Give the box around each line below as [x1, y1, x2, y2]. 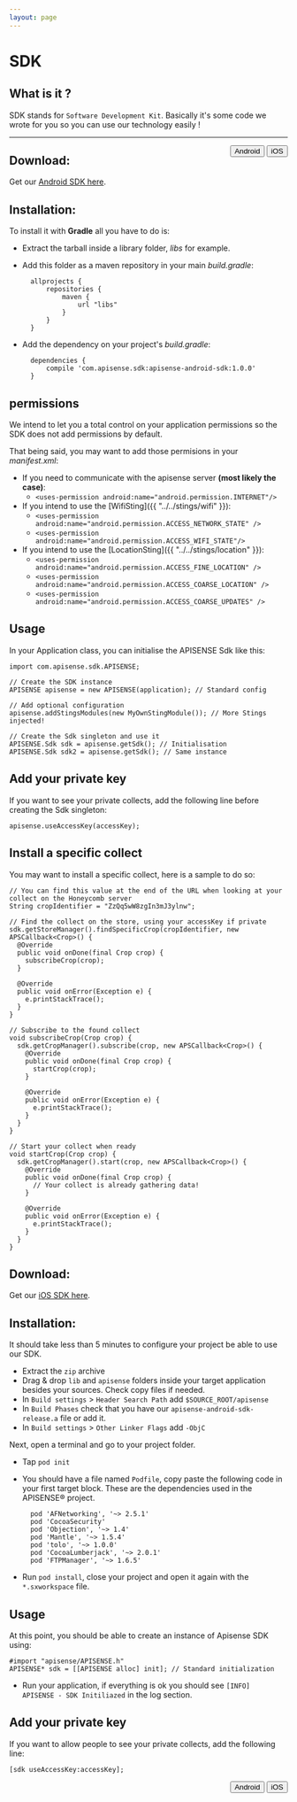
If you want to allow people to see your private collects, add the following [9, 1738, 276, 1749]
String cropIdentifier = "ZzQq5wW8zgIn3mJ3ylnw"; [9, 901, 196, 910]
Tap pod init [21, 1457, 71, 1467]
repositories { [45, 285, 102, 294]
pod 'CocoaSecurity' [30, 1518, 106, 1527]
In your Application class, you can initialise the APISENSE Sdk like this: [9, 645, 265, 655]
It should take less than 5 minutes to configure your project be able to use [9, 1339, 278, 1350]
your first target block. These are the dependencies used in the [21, 1483, 253, 1494]
